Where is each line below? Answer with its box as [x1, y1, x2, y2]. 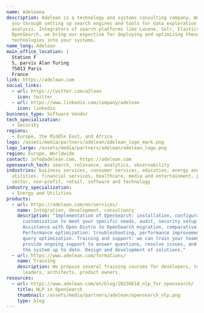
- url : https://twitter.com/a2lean [12, 88, 102, 94]
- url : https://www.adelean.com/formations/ [12, 252, 126, 259]
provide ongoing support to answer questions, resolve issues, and [22, 241, 197, 247]
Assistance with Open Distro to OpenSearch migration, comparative [22, 224, 197, 230]
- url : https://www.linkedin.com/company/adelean [12, 99, 140, 105]
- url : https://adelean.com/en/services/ [12, 202, 118, 208]
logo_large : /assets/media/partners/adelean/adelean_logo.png [6, 144, 167, 151]
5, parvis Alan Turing [12, 60, 69, 66]
